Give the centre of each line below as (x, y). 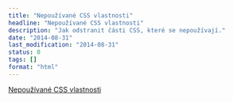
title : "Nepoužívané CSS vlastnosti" (71, 15)
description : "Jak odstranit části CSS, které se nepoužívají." (117, 30)
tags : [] (23, 60)
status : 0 (25, 52)
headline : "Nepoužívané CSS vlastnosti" (76, 23)
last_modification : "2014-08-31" (64, 45)
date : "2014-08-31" (41, 38)
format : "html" (33, 67)
